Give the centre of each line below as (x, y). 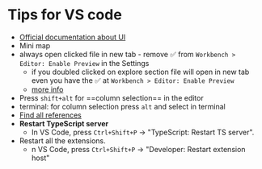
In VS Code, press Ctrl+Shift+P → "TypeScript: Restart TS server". (143, 132)
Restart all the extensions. (62, 140)
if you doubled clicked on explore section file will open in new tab (140, 72)
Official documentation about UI (72, 37)
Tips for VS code (65, 15)
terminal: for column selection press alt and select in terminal (122, 106)
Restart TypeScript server (64, 123)
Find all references (50, 115)
